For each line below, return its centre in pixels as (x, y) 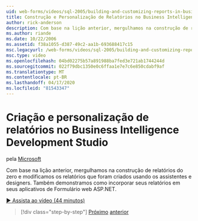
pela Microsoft (24, 159)
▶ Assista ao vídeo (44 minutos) (46, 200)
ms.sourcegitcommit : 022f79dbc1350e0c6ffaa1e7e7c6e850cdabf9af (85, 66)
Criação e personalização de (77, 118)
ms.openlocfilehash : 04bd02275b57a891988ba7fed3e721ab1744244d (85, 61)
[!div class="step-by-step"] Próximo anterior (75, 212)
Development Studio (57, 143)
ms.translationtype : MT (35, 72)
